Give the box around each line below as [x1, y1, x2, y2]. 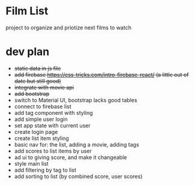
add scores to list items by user [14, 147, 92, 154]
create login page [14, 128, 58, 135]
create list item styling [14, 135, 70, 142]
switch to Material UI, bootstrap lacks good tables [14, 96, 137, 103]
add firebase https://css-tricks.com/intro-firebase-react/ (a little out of [14, 71, 189, 78]
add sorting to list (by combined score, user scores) [14, 172, 143, 180]
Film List [5, 4, 49, 18]
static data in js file [14, 65, 61, 72]
